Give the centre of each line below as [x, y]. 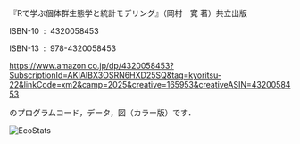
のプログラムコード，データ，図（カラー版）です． [103, 113]
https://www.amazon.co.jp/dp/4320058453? [92, 66]
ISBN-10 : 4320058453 [54, 31]
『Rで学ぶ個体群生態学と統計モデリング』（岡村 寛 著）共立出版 [128, 13]
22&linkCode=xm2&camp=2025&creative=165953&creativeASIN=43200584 [150, 85]
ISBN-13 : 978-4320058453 [63, 48]
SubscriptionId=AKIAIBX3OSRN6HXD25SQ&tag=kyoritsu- [115, 75]
